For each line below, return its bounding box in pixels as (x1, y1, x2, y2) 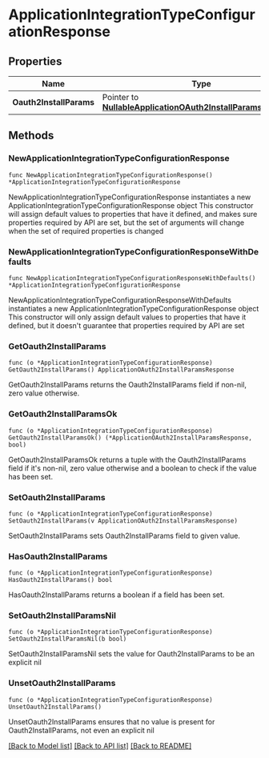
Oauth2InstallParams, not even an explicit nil (8, 725, 155, 735)
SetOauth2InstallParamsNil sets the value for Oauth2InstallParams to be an (8, 649, 255, 659)
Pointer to (102, 92, 139, 102)
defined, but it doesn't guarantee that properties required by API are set (8, 320, 245, 330)
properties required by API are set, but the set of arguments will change (8, 218, 245, 227)
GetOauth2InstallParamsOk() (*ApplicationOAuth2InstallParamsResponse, (8, 434, 252, 442)
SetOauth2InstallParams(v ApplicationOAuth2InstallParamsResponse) (8, 516, 239, 525)
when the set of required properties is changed (8, 226, 164, 235)
